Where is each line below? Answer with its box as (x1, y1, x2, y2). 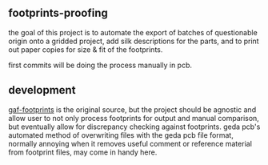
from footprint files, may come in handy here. (8, 147, 158, 157)
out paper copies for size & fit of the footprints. (8, 44, 163, 54)
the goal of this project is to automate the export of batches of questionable (8, 27, 258, 37)
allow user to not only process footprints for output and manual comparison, (8, 113, 260, 123)
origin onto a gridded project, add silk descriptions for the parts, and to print (8, 36, 259, 46)
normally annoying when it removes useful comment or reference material (8, 139, 252, 148)
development (8, 83, 76, 97)
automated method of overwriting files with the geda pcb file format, (8, 130, 234, 139)
